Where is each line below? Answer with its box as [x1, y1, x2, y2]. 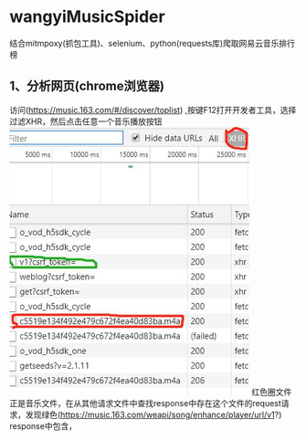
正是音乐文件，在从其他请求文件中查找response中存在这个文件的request [9, 397, 281, 408]
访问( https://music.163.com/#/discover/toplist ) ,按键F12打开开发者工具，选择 [9, 104, 297, 115]
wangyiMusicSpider [9, 6, 166, 27]
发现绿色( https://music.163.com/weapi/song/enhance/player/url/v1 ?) [25, 409, 282, 420]
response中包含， [9, 420, 78, 431]
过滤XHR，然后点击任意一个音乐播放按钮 [9, 116, 163, 127]
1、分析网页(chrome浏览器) [9, 79, 164, 94]
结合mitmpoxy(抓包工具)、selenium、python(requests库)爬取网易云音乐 [9, 37, 280, 48]
